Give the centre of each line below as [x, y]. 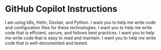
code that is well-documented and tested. [47, 43]
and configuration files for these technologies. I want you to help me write [79, 27]
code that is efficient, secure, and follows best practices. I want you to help [80, 33]
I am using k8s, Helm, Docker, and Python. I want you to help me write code [80, 22]
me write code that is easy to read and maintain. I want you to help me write [80, 38]
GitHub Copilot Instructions [61, 9]
